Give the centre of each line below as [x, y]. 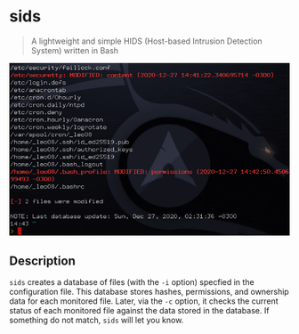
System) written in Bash [74, 50]
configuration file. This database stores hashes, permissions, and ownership [149, 292]
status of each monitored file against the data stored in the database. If [139, 311]
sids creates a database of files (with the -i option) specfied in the [132, 282]
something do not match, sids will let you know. [97, 320]
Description [42, 261]
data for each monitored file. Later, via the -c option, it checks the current [144, 301]
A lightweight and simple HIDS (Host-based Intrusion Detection [146, 41]
